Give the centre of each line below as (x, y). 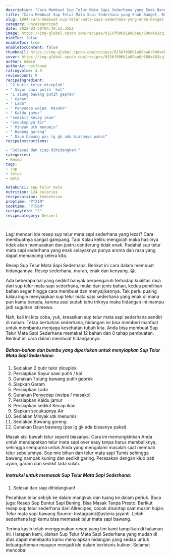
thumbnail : (17, 52)
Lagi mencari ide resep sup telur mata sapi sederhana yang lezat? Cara (80, 234)
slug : (11, 19)
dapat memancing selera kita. (37, 256)
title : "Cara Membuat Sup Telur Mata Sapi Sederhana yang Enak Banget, (82, 15)
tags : (11, 164)
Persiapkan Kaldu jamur (38, 400)
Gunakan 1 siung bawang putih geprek (53, 379)
